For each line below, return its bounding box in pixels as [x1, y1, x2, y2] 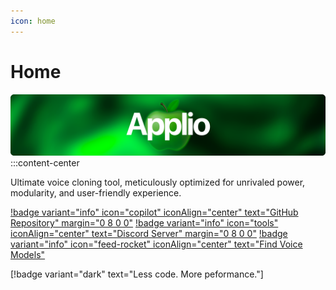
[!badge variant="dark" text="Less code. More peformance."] [10, 268, 264, 280]
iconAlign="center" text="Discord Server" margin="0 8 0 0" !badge [10, 228, 288, 239]
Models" [10, 249, 46, 260]
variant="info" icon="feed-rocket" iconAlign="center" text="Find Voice [10, 238, 303, 250]
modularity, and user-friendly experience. [10, 187, 182, 199]
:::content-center [10, 157, 80, 169]
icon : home [10, 16, 56, 26]
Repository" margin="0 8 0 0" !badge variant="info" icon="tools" [10, 217, 279, 229]
